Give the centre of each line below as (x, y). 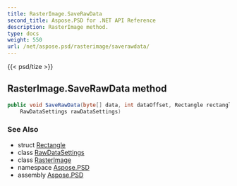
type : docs (23, 33)
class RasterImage (44, 160)
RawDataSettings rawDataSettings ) (71, 111)
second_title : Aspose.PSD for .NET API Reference (82, 20)
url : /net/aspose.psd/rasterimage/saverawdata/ (79, 46)
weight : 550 (25, 40)
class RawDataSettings (51, 152)
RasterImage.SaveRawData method (87, 89)
